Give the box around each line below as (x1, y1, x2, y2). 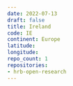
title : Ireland (7, 23, 51, 30)
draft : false (7, 17, 45, 24)
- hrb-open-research (7, 68, 67, 75)
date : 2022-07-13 (7, 10, 58, 17)
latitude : (7, 42, 36, 49)
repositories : (7, 62, 49, 69)
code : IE (7, 29, 33, 37)
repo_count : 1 (7, 55, 49, 62)
